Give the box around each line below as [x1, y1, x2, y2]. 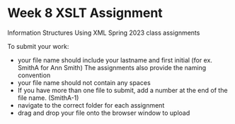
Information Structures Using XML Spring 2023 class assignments [7, 28, 200, 37]
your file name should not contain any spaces [17, 78, 151, 86]
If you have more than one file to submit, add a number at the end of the [17, 86, 228, 94]
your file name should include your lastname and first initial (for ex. [17, 55, 212, 64]
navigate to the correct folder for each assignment [17, 101, 165, 109]
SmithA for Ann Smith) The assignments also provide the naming [17, 63, 207, 72]
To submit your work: [7, 42, 69, 50]
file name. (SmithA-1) [17, 94, 79, 102]
